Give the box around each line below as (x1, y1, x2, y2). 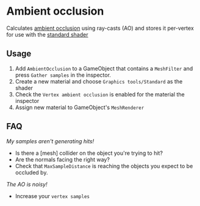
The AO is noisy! (6, 180, 48, 188)
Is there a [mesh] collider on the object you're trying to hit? (15, 149, 163, 157)
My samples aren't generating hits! (6, 137, 95, 144)
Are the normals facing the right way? (15, 155, 110, 163)
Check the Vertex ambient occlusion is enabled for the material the (15, 90, 185, 98)
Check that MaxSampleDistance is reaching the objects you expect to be (15, 162, 193, 169)
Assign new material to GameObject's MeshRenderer (15, 104, 145, 111)
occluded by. (15, 169, 48, 176)
